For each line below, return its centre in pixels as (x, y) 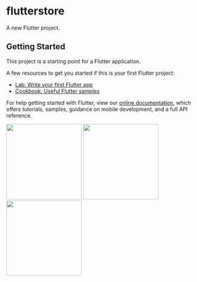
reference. (19, 115)
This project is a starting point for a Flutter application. (73, 61)
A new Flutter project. (33, 28)
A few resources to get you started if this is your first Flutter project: (90, 73)
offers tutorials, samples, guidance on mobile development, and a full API (97, 109)
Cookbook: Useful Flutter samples (57, 91)
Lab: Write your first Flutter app (54, 84)
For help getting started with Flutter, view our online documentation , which (99, 102)
